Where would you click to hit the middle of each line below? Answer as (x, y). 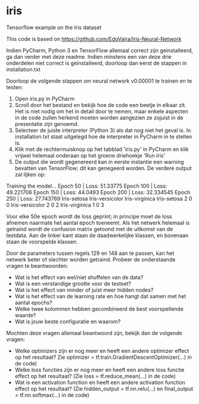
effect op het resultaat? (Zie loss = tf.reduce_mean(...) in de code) (95, 376)
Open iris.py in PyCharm (45, 99)
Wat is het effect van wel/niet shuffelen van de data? (79, 277)
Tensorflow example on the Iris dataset (54, 27)
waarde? (25, 315)
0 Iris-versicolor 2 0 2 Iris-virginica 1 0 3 (55, 205)
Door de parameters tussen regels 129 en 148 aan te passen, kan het (90, 253)
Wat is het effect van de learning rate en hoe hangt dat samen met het (100, 296)
